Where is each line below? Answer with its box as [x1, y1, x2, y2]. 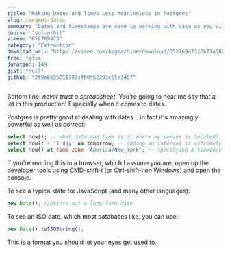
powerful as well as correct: [7, 121, 86, 129]
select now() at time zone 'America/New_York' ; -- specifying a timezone [7, 147, 222, 154]
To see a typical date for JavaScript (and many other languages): [7, 186, 190, 195]
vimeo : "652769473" [7, 36, 63, 43]
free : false [7, 55, 41, 62]
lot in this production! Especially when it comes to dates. [7, 100, 166, 108]
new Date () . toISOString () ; [7, 226, 84, 232]
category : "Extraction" [7, 42, 75, 49]
